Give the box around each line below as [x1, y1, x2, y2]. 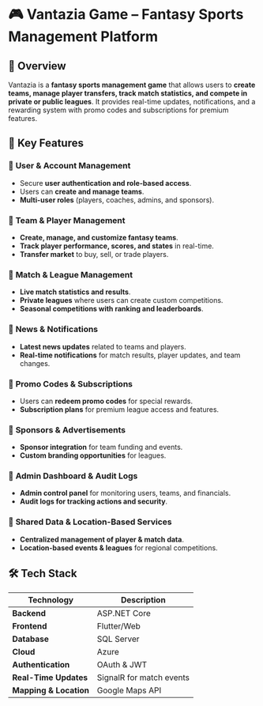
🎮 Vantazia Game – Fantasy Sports [8, 6, 244, 24]
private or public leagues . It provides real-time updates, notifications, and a [8, 97, 256, 106]
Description [121, 594, 166, 605]
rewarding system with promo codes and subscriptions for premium [8, 105, 229, 115]
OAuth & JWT [96, 659, 148, 670]
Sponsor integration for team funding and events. [19, 443, 183, 452]
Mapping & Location [12, 685, 89, 696]
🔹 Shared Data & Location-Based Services [8, 516, 172, 527]
